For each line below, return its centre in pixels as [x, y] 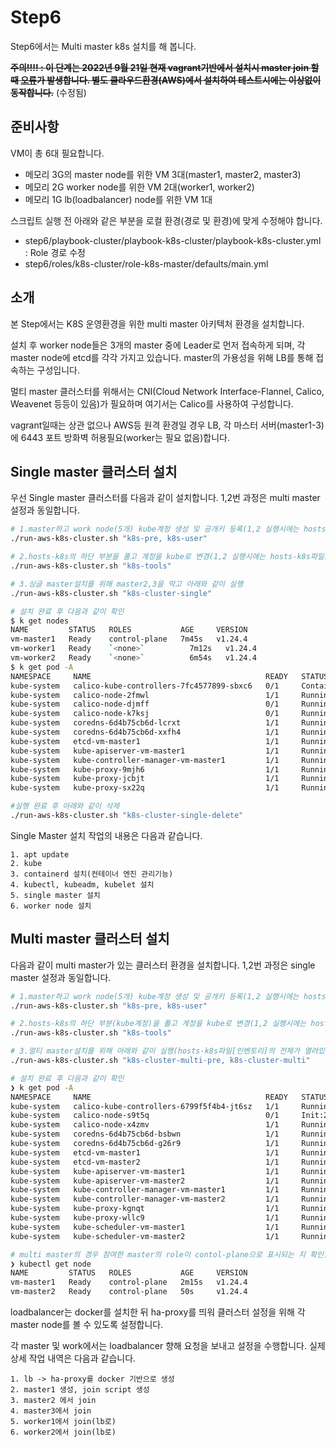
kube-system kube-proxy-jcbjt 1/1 [145, 779]
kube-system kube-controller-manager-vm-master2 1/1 [145, 1199]
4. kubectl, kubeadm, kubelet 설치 [82, 884]
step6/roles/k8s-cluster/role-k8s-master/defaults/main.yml [146, 263]
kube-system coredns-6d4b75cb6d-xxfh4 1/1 [145, 732]
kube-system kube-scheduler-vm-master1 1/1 [145, 1227]
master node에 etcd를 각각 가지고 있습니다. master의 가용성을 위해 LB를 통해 [162, 357]
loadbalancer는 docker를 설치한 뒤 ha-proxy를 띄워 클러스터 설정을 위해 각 [158, 1312]
